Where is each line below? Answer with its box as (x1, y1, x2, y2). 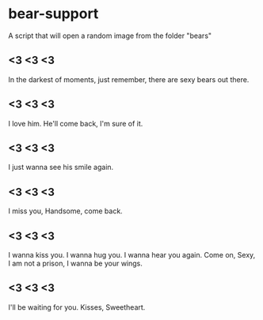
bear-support (8, 5, 99, 23)
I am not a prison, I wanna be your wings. (8, 258, 143, 268)
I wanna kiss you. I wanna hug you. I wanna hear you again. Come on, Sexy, (8, 250, 256, 259)
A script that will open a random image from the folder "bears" (8, 31, 212, 40)
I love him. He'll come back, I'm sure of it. (8, 119, 143, 128)
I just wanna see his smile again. (8, 163, 114, 172)
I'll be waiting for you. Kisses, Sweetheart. (8, 302, 146, 312)
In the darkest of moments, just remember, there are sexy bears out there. (8, 74, 250, 84)
